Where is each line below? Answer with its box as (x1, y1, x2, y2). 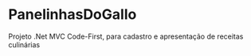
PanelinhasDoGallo (8, 6, 137, 24)
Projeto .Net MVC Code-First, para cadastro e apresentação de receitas (8, 32, 244, 41)
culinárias (8, 39, 41, 49)
